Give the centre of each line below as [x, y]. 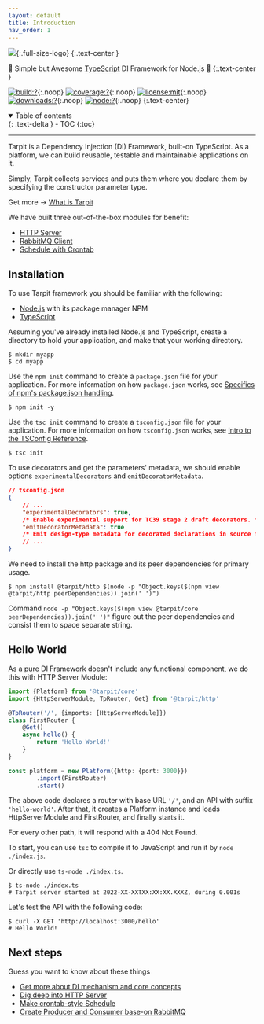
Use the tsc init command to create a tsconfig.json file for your [115, 422]
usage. [19, 573]
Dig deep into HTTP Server [63, 995]
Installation [36, 274]
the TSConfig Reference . [48, 439]
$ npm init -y [31, 407]
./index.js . [27, 856]
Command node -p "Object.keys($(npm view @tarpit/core [103, 608]
